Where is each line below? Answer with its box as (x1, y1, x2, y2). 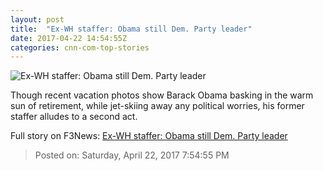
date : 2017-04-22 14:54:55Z (10, 33, 128, 43)
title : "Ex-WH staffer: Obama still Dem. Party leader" (10, 24, 253, 34)
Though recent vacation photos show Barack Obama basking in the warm (10, 89, 314, 101)
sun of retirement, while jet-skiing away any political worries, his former (10, 100, 305, 112)
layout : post (10, 14, 65, 25)
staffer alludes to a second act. (10, 111, 138, 123)
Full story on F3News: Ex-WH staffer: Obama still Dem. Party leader (10, 130, 288, 142)
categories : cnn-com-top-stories (10, 42, 150, 53)
